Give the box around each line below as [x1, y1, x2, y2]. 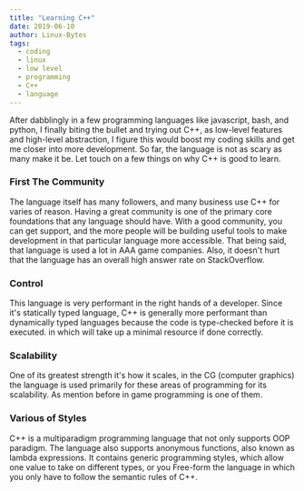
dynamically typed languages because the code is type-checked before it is [9, 317, 294, 328]
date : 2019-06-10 [9, 22, 75, 31]
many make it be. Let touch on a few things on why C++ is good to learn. [9, 153, 281, 164]
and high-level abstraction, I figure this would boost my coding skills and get [9, 134, 295, 145]
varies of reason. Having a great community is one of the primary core [9, 205, 272, 216]
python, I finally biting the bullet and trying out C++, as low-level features [9, 124, 283, 135]
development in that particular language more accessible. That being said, [9, 235, 288, 245]
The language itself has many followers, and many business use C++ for [9, 196, 280, 207]
